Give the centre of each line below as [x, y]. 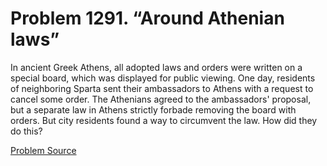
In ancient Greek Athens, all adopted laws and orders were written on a [156, 67]
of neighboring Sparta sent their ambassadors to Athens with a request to [162, 88]
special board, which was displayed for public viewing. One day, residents [163, 78]
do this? [26, 131]
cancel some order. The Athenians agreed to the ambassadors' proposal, [161, 99]
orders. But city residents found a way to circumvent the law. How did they [164, 120]
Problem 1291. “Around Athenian [147, 18]
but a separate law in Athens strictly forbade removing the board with [153, 109]
